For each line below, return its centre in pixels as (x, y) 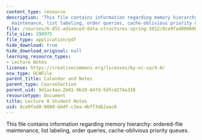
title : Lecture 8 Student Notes (47, 101)
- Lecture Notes (26, 62)
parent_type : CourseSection (41, 85)
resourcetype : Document (36, 96)
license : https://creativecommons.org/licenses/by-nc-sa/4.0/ (86, 68)
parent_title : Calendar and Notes (50, 79)
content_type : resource (36, 12)
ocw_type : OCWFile (29, 73)
